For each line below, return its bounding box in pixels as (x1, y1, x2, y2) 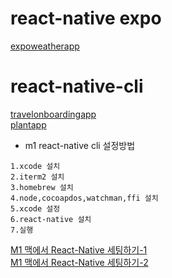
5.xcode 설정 (10, 203, 61, 214)
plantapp (10, 118, 47, 131)
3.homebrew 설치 (10, 182, 74, 192)
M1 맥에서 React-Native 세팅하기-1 (10, 243, 148, 256)
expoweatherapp (10, 40, 80, 52)
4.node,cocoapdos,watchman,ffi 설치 (10, 193, 159, 203)
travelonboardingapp (10, 108, 97, 120)
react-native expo (10, 7, 162, 30)
